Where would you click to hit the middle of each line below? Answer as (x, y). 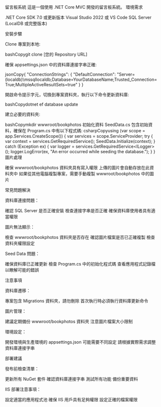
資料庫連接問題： (22, 200)
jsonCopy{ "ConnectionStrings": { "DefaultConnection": (60, 74)
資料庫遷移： (18, 290)
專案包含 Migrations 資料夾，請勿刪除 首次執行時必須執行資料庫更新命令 (77, 301)
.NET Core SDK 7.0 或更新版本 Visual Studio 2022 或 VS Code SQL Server (78, 17)
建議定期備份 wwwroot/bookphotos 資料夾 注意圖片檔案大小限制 (69, 321)
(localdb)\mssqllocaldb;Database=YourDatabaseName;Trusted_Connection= (81, 79)
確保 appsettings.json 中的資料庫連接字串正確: (51, 65)
